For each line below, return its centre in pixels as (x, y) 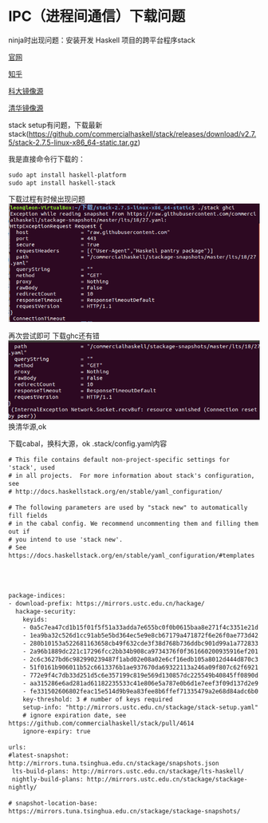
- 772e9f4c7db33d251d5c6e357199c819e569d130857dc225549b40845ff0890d (141, 676)
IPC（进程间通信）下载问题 (97, 16)
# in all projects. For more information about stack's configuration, (132, 476)
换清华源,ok (28, 427)
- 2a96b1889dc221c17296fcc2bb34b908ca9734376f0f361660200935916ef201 (141, 652)
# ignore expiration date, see (75, 716)
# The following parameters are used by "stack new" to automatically (128, 508)
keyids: (35, 620)
